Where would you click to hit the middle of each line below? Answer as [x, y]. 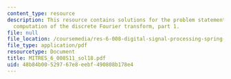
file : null [23, 33]
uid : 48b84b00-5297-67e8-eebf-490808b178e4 [70, 65]
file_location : [29, 39]
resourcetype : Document [41, 52]
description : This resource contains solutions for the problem [101, 20]
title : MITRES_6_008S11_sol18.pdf [57, 58]
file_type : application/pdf [47, 45]
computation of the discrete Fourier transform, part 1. [97, 26]
